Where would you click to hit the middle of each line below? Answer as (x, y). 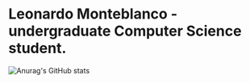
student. (37, 48)
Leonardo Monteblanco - (93, 14)
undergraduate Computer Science (125, 31)
